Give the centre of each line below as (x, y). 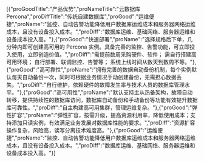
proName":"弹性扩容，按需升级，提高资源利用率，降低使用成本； (109, 115)
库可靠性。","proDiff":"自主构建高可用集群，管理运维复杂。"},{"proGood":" (99, 107)
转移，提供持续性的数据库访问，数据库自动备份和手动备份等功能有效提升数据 (102, 100)
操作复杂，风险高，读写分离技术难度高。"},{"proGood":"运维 (82, 130)
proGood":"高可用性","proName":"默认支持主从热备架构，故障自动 (110, 92)
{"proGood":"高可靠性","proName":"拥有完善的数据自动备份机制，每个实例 (99, 69)
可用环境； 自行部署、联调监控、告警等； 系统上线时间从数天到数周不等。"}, (101, 62)
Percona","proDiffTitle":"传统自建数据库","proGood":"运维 (78, 16)
